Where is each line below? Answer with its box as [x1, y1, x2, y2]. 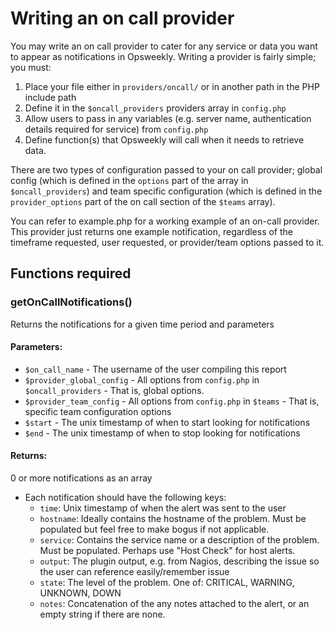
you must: [10, 61, 52, 73]
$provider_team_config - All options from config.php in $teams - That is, [24, 395, 320, 407]
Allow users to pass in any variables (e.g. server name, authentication [24, 112, 312, 124]
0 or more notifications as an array [10, 472, 153, 484]
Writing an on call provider [10, 7, 235, 30]
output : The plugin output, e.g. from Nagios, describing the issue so [39, 555, 320, 567]
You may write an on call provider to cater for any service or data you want [10, 40, 318, 52]
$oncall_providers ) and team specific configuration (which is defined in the [10, 185, 323, 197]
